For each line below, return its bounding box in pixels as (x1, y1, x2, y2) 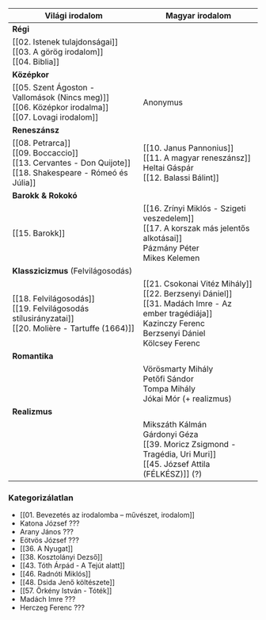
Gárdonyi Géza (142, 429, 199, 439)
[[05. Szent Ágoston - (12, 82, 95, 93)
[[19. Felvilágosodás (12, 303, 89, 314)
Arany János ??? (19, 527, 74, 537)
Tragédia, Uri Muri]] (142, 449, 216, 459)
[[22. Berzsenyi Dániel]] (142, 289, 233, 299)
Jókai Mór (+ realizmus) (142, 393, 232, 404)
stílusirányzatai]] (12, 313, 74, 323)
